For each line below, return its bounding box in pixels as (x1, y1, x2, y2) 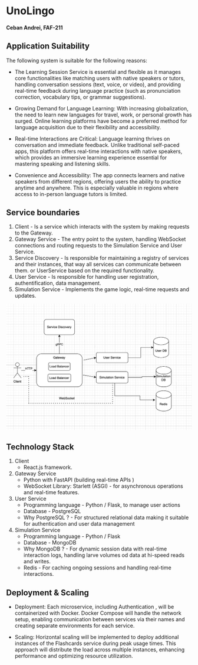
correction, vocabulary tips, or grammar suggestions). (14, 93, 146, 100)
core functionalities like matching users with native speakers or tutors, (14, 74, 186, 82)
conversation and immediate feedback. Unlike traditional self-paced (14, 141, 180, 148)
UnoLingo (6, 4, 55, 18)
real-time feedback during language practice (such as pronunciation (14, 87, 181, 94)
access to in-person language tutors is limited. (14, 190, 128, 197)
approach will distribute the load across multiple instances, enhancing (14, 646, 185, 653)
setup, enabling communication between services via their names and (14, 616, 185, 623)
